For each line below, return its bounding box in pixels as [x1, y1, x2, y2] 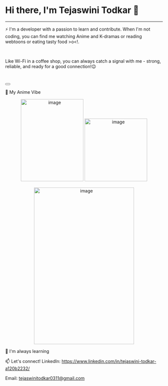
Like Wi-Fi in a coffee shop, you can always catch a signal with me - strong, [5, 58, 161, 64]
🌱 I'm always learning [5, 348, 49, 354]
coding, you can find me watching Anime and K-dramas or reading [5, 33, 142, 39]
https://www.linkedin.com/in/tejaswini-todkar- [61, 358, 156, 364]
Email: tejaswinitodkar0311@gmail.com [5, 375, 85, 381]
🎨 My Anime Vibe [5, 89, 41, 95]
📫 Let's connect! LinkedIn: [5, 358, 61, 364]
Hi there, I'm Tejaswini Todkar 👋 [5, 5, 139, 16]
